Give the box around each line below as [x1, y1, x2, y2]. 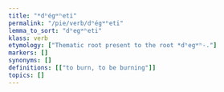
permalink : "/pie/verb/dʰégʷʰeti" [8, 19, 124, 27]
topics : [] [8, 71, 45, 79]
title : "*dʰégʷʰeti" [8, 11, 78, 20]
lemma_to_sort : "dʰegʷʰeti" [8, 26, 103, 34]
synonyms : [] [8, 57, 52, 65]
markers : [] [8, 49, 48, 57]
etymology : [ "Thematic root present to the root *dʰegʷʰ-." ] [8, 42, 218, 50]
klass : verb [8, 34, 48, 42]
